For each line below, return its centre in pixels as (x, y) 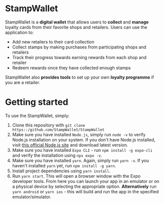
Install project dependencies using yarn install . (61, 171)
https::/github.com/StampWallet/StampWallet (58, 130)
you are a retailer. (23, 82)
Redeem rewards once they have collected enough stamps (71, 68)
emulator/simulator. (32, 197)
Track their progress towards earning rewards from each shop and (79, 57)
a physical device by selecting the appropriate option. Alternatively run (84, 186)
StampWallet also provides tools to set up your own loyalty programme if (80, 77)
